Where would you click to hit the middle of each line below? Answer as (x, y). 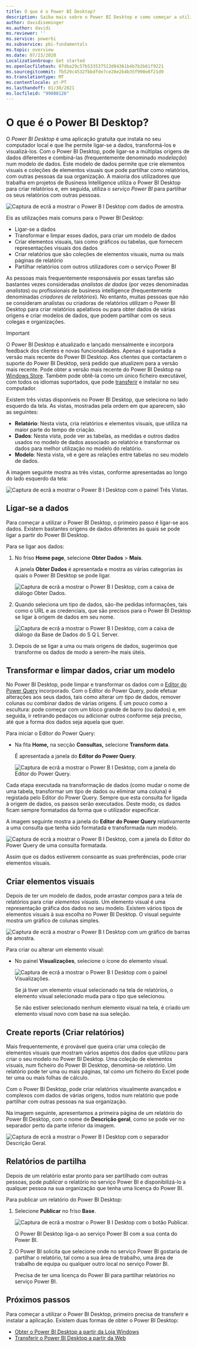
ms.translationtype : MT (35, 77)
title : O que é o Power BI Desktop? (51, 11)
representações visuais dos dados (56, 248)
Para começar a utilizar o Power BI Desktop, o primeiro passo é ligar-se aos (97, 522)
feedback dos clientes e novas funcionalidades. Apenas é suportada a (91, 351)
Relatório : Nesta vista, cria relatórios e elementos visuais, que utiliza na (101, 423)
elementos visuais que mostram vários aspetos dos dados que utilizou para (97, 1053)
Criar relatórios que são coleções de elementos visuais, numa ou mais (99, 254)
